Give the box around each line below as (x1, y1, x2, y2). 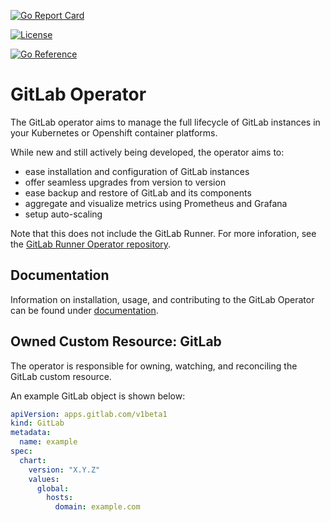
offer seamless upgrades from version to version (24, 176, 227, 188)
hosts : (46, 493, 74, 503)
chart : (19, 455, 47, 465)
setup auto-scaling (24, 208, 103, 220)
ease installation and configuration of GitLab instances (24, 165, 250, 177)
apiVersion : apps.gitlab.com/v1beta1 (10, 409, 168, 419)
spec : (10, 446, 33, 457)
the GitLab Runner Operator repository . (10, 238, 172, 250)
